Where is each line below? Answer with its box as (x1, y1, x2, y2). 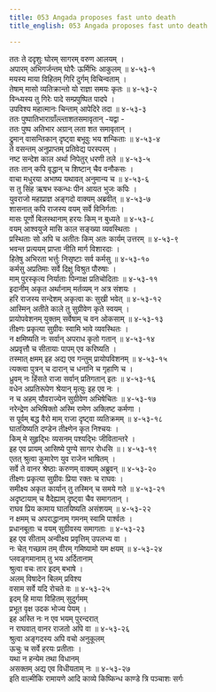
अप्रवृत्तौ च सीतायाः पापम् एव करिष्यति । (9, 343, 117, 354)
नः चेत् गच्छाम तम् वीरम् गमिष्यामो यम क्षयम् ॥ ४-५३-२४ (9, 543, 163, 553)
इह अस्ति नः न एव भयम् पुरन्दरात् (9, 613, 99, 624)
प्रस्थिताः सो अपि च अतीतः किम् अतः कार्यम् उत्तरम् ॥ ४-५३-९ (9, 233, 179, 244)
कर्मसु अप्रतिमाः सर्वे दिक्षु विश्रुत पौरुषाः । (9, 263, 117, 274)
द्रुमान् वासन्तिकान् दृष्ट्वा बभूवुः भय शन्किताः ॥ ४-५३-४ (9, 133, 161, 144)
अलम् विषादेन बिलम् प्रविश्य (9, 573, 81, 584)
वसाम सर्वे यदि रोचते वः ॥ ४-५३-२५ (9, 583, 111, 593)
